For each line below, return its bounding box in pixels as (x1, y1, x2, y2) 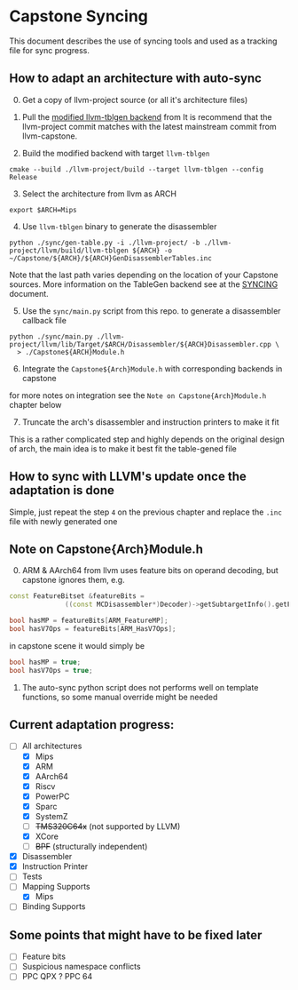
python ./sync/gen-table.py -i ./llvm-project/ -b (9, 238, 200, 247)
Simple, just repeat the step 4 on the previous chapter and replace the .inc (9, 507, 282, 517)
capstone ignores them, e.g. (21, 575, 126, 586)
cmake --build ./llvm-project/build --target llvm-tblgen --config (9, 164, 264, 174)
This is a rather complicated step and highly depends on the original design (9, 434, 286, 444)
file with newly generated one (9, 515, 118, 526)
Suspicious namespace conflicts (21, 962, 141, 972)
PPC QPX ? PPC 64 (21, 971, 93, 982)
